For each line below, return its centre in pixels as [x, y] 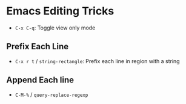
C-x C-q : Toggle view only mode [55, 28]
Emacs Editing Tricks [60, 11]
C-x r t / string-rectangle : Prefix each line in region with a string [97, 61]
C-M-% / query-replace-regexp [51, 94]
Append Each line [40, 80]
